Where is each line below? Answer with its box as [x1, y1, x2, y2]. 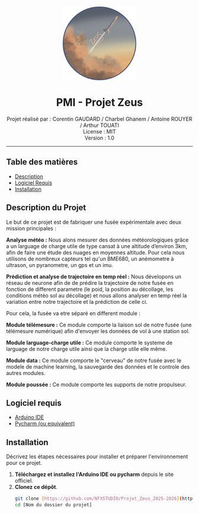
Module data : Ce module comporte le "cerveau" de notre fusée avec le [6, 357, 182, 364]
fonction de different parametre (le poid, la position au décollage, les [6, 285, 174, 293]
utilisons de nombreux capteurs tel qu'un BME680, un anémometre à [6, 255, 174, 262]
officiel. [14, 477, 34, 484]
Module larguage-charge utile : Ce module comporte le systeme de [6, 339, 173, 346]
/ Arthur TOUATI [79, 122, 120, 129]
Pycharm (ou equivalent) [14, 420, 75, 427]
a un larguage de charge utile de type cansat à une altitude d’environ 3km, [6, 242, 188, 249]
